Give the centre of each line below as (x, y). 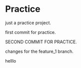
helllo (11, 61)
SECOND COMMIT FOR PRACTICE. (41, 42)
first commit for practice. (31, 32)
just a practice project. (28, 23)
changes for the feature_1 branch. (39, 51)
